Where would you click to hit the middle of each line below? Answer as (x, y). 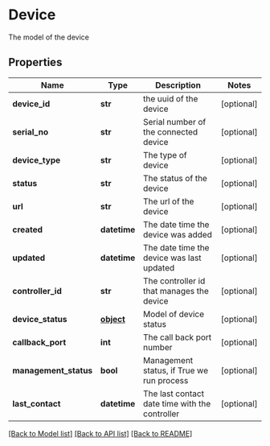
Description (178, 85)
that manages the (176, 291)
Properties (35, 62)
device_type (37, 160)
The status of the (175, 178)
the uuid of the (171, 98)
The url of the (169, 201)
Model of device (174, 314)
